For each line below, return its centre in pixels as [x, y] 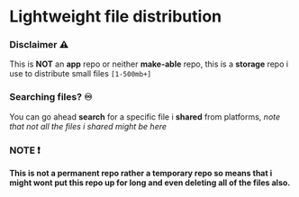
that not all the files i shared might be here [88, 126]
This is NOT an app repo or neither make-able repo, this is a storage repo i [149, 64]
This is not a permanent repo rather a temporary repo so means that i [141, 174]
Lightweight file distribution [116, 17]
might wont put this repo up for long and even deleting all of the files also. [150, 183]
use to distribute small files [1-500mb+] [80, 74]
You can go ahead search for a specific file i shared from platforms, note [145, 116]
